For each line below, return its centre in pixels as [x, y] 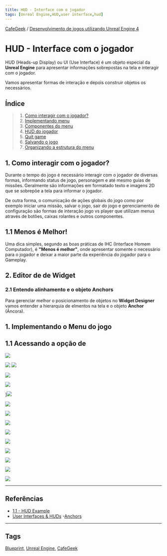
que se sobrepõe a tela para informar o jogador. [54, 191]
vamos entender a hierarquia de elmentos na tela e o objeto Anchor [75, 306]
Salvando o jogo [41, 142]
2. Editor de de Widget [40, 276]
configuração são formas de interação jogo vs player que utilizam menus [80, 211]
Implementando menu [47, 121]
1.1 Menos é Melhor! [36, 232]
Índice [15, 103]
